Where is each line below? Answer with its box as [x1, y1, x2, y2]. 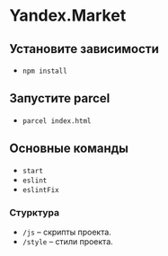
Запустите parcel [9, 91, 111, 106]
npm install [22, 66, 67, 75]
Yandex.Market [9, 5, 127, 26]
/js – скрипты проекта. [22, 226, 112, 237]
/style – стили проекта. [22, 235, 114, 247]
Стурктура [9, 206, 60, 218]
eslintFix [22, 185, 60, 194]
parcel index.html [22, 116, 92, 126]
